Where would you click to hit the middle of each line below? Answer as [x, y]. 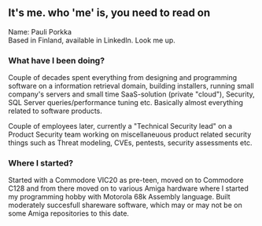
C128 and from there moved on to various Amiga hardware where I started [129, 188]
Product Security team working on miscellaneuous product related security [130, 135]
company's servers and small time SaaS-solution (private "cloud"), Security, [132, 94]
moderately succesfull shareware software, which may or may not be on [125, 205]
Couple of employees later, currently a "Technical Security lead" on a [120, 126]
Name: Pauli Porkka [40, 31]
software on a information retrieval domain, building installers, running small [131, 86]
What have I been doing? [56, 60]
